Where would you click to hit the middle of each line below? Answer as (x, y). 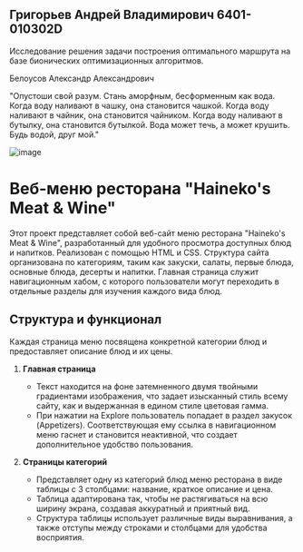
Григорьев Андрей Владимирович (112, 15)
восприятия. (60, 537)
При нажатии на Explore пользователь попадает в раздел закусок (164, 415)
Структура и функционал (85, 320)
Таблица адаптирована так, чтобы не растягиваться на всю (152, 498)
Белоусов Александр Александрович (82, 78)
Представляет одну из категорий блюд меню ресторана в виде (159, 479)
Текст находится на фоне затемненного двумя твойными (147, 386)
